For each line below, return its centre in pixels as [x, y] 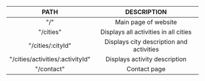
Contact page [146, 69]
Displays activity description [146, 59]
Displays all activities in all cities [146, 32]
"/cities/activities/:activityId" [50, 59]
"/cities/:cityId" [50, 46]
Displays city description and [146, 42]
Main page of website [146, 22]
